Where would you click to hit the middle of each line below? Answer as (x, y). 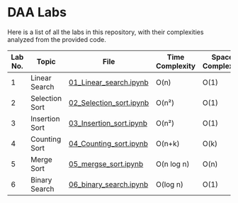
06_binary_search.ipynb (108, 184)
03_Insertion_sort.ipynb (108, 123)
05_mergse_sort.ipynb (106, 164)
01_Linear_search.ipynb (108, 82)
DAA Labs (37, 12)
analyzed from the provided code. (57, 39)
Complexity (176, 66)
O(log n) (170, 184)
